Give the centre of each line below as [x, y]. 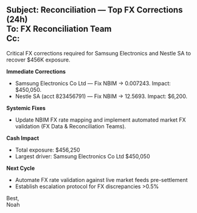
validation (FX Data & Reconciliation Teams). [71, 126]
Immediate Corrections [36, 71]
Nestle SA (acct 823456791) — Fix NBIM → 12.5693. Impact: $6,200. [101, 96]
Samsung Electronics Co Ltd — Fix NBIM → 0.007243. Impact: [93, 83]
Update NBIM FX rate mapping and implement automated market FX [101, 120]
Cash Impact [23, 138]
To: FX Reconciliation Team [59, 29]
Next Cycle [21, 168]
